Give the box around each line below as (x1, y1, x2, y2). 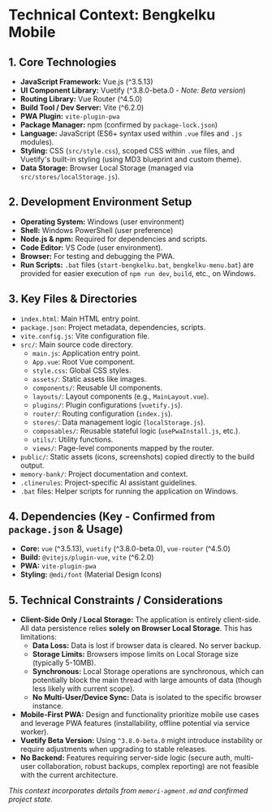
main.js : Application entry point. (32, 348, 140, 358)
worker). (19, 727, 49, 736)
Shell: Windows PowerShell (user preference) (19, 225, 174, 235)
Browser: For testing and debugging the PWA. (19, 251, 175, 261)
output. (19, 460, 45, 470)
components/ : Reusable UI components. (32, 382, 163, 392)
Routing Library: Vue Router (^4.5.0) (19, 94, 143, 103)
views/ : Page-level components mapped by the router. (32, 443, 214, 452)
